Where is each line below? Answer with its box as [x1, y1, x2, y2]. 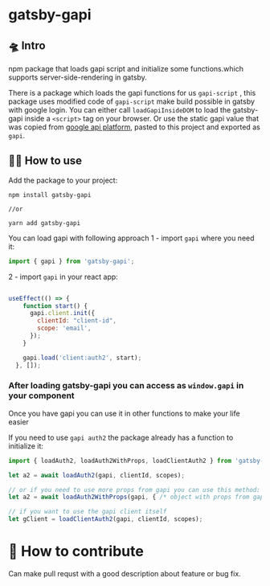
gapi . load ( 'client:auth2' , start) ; [22, 354, 142, 362]
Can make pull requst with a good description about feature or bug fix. [8, 569, 241, 579]
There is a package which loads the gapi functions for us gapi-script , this [8, 88, 256, 97]
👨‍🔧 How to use [8, 154, 83, 168]
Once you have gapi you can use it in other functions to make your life [8, 408, 240, 418]
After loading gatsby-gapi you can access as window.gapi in [8, 380, 244, 391]
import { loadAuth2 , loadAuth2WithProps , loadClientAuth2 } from [8, 457, 231, 465]
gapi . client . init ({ [29, 309, 95, 318]
